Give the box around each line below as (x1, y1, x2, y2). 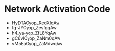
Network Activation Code (4, 3, 110, 15)
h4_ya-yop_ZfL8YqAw (11, 30, 57, 36)
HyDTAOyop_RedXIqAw (11, 20, 60, 25)
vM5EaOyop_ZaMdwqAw (11, 40, 63, 46)
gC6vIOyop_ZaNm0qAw (11, 35, 61, 41)
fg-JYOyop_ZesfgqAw (11, 25, 57, 30)
